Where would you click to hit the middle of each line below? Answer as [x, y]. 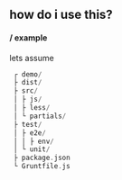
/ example [28, 37]
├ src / [26, 91]
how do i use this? [61, 15]
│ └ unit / [32, 149]
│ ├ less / [32, 108]
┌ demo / [28, 74]
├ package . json [42, 158]
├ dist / [28, 83]
